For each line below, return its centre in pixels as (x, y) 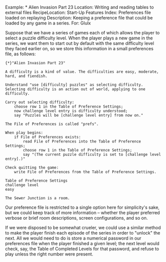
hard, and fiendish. (27, 76)
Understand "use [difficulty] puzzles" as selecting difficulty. (74, 85)
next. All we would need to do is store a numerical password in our (73, 238)
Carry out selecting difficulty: (40, 102)
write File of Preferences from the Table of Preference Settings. (85, 172)
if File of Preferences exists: (47, 137)
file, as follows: (21, 54)
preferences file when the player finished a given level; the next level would (82, 243)
